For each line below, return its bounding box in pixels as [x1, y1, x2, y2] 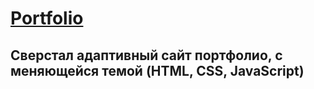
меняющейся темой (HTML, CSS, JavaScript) [10, 62, 305, 79]
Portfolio [10, 7, 84, 30]
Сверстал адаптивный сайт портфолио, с [10, 47, 283, 64]
